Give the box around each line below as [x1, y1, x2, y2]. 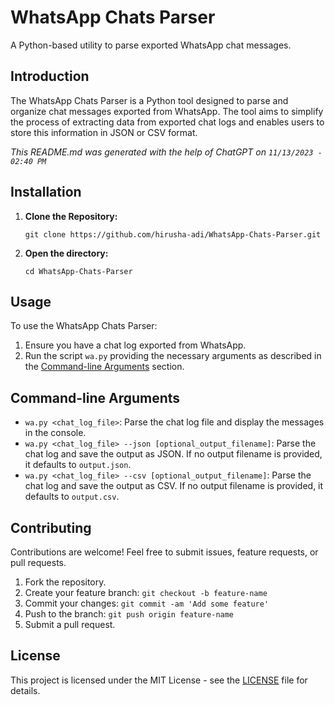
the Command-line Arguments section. [24, 361, 185, 373]
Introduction [10, 68, 90, 85]
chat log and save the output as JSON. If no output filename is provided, [24, 448, 323, 460]
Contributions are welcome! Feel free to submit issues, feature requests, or [10, 546, 319, 558]
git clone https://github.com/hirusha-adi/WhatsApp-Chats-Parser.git [24, 229, 322, 240]
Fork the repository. [24, 576, 107, 588]
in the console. [24, 427, 87, 439]
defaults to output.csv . [24, 491, 120, 503]
